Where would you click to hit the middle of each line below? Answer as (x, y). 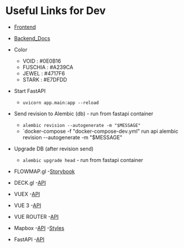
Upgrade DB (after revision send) (54, 149)
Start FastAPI (30, 91)
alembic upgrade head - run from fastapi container (83, 160)
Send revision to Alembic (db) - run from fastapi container (84, 113)
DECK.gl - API (30, 182)
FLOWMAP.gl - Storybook (44, 171)
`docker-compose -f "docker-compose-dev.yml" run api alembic (100, 131)
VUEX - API (27, 194)
